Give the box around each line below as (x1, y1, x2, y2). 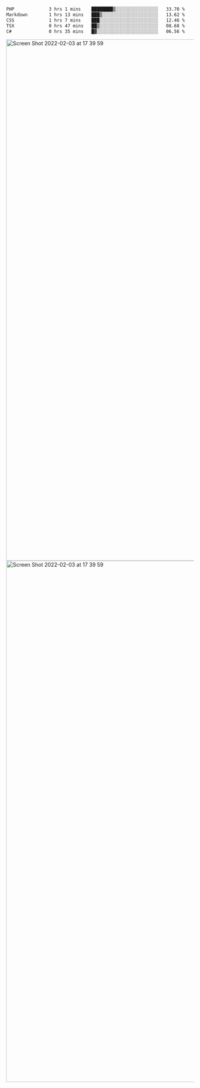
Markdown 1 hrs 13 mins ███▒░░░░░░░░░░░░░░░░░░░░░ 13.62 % (6, 11, 185, 18)
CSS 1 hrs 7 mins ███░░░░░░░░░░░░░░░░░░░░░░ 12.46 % (6, 17, 185, 23)
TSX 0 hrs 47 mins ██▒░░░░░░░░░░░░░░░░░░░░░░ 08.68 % (6, 23, 185, 29)
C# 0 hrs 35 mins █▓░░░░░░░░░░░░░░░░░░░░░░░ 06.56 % (6, 28, 185, 35)
